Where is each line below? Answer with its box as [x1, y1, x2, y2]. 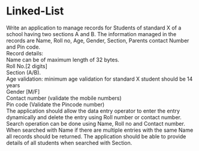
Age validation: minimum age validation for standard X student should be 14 [6, 75, 193, 82]
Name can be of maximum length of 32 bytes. [6, 56, 120, 63]
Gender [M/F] [6, 88, 40, 95]
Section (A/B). [6, 69, 41, 76]
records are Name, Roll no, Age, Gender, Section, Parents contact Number [6, 37, 189, 44]
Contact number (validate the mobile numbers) [6, 94, 122, 102]
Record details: [6, 49, 44, 57]
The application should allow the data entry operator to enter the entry [6, 107, 180, 114]
